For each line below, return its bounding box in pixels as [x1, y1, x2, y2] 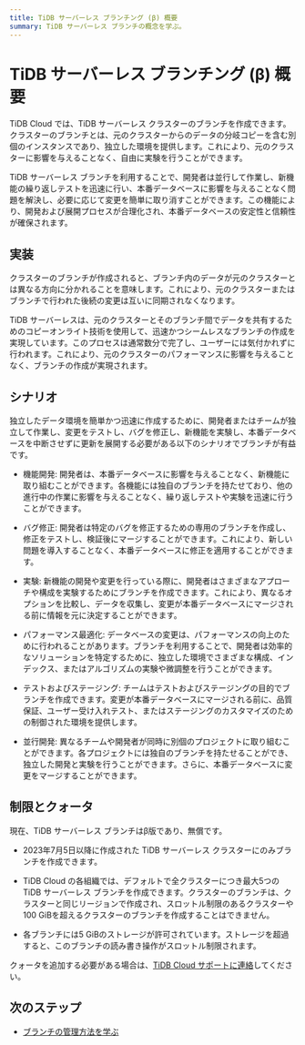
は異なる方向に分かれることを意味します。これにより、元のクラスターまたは [9, 284, 296, 295]
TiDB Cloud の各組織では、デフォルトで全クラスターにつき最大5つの [22, 875, 280, 886]
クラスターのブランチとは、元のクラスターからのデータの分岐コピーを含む [9, 129, 289, 141]
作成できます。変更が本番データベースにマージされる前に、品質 [54, 694, 293, 705]
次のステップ [9, 1000, 82, 1016]
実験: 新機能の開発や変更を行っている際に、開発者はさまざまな [22, 575, 259, 587]
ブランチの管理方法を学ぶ [22, 1026, 119, 1037]
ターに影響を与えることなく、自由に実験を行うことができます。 [9, 152, 248, 164]
